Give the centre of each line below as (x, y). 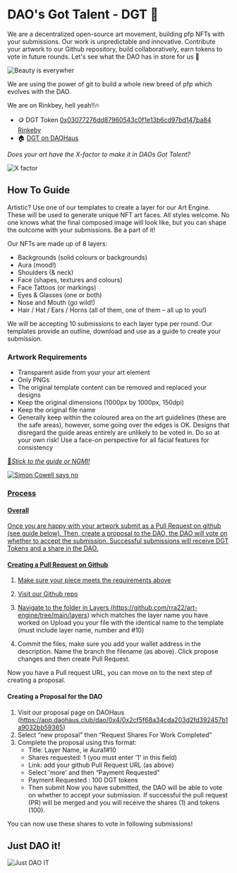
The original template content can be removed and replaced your (112, 388)
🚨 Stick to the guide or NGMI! (49, 461)
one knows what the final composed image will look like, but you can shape (117, 222)
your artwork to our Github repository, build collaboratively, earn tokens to (115, 49)
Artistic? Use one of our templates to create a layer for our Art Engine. (109, 207)
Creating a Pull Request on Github (58, 565)
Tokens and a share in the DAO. (53, 548)
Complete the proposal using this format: (77, 742)
